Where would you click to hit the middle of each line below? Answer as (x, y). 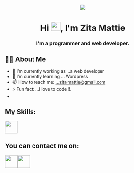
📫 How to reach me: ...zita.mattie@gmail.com (59, 82)
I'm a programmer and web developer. (83, 43)
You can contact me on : (42, 146)
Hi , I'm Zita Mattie (83, 28)
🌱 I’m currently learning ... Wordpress (50, 76)
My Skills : (20, 112)
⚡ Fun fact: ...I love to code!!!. (42, 89)
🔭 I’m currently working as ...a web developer (58, 71)
